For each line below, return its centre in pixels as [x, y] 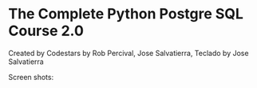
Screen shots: [31, 77]
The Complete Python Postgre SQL [126, 14]
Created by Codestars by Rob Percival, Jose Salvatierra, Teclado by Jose [128, 53]
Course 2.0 [46, 31]
